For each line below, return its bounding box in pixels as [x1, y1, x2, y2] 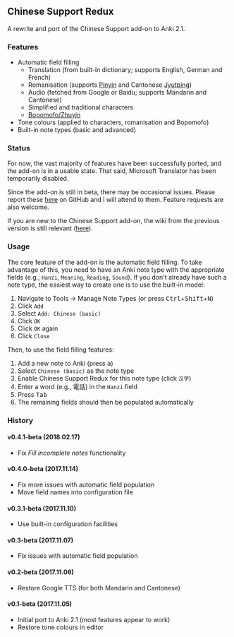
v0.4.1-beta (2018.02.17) [7, 433, 80, 441]
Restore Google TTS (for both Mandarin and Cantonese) [17, 583, 181, 592]
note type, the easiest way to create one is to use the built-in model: [7, 280, 206, 289]
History [7, 415, 34, 425]
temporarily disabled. [7, 174, 69, 183]
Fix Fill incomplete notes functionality [17, 448, 126, 457]
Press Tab [17, 390, 47, 398]
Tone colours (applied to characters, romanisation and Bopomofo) [17, 118, 209, 126]
